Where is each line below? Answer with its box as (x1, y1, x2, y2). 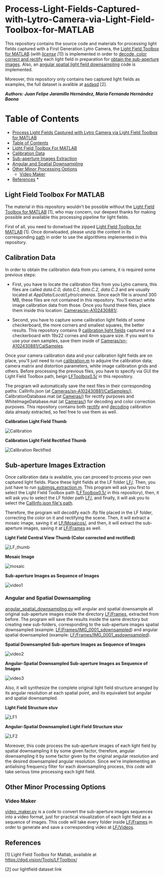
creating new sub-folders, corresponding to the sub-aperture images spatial (5, 621, 159, 627)
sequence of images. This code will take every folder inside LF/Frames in (5, 819, 153, 825)
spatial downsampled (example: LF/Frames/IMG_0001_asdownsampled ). (5, 632, 151, 638)
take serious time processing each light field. (5, 769, 96, 774)
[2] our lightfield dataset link (5, 866, 62, 872)
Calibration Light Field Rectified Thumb (5, 437, 87, 443)
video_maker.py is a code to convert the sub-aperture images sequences (5, 809, 153, 815)
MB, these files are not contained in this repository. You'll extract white (12, 297, 155, 303)
